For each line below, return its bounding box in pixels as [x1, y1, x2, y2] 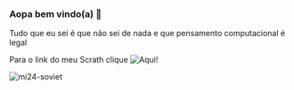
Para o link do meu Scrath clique [9, 55, 129, 65]
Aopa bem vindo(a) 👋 [9, 8, 102, 20]
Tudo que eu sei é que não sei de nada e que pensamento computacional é [9, 28, 286, 39]
